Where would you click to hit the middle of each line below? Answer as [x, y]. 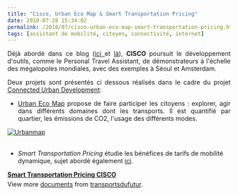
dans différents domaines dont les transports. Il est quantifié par [124, 111]
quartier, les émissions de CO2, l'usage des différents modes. [107, 119]
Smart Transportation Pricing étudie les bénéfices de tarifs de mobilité [120, 153]
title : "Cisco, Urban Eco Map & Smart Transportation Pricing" [103, 14]
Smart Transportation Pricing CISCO [62, 175]
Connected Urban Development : [55, 90]
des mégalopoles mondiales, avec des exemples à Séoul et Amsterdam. [112, 69]
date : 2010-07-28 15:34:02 [47, 20]
